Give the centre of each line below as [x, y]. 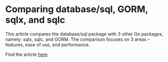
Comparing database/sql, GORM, [77, 9]
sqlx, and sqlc [35, 20]
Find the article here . [27, 54]
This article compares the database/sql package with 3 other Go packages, [84, 34]
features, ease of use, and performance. [48, 44]
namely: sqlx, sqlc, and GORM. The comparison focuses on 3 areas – [78, 39]
